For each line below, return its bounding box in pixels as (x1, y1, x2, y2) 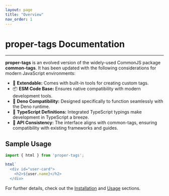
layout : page (5, 7, 33, 13)
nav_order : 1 (5, 17, 33, 22)
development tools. (12, 93, 53, 99)
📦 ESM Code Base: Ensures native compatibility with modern (12, 86, 141, 92)
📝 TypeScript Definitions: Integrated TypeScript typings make (12, 109, 142, 115)
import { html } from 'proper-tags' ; (5, 153, 84, 158)
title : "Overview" (5, 12, 44, 17)
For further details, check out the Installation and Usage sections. (5, 185, 141, 191)
